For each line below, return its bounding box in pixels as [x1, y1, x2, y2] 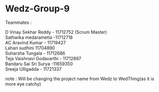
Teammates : [5, 19, 32, 25]
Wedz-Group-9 [5, 3, 70, 14]
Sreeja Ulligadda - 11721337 [5, 66, 62, 72]
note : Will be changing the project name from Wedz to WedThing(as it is [5, 76, 155, 82]
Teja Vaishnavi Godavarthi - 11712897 [5, 55, 81, 61]
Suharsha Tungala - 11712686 [5, 50, 66, 56]
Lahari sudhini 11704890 [5, 45, 55, 51]
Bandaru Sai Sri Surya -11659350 [5, 61, 73, 67]
